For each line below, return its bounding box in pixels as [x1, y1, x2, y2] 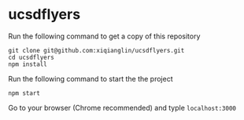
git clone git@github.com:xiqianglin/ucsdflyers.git [8, 46, 185, 54]
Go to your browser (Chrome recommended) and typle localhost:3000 [8, 103, 236, 112]
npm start [8, 89, 41, 97]
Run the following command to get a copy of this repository [8, 31, 201, 41]
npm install [8, 60, 47, 68]
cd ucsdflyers [8, 53, 55, 61]
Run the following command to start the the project [8, 74, 173, 83]
